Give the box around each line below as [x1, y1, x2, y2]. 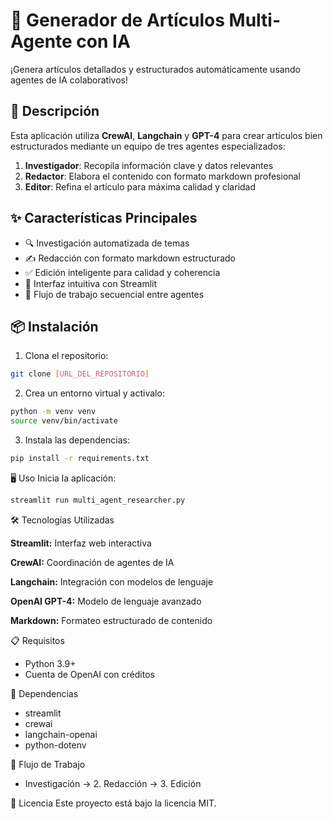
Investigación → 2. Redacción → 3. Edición [24, 777, 202, 789]
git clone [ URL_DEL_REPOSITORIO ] [10, 369, 150, 379]
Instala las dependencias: [24, 434, 130, 446]
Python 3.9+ [24, 657, 77, 669]
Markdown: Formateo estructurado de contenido [10, 614, 213, 626]
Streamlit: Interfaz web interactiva [10, 537, 152, 549]
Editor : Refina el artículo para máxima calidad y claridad [24, 180, 257, 193]
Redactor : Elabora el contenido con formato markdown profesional [24, 170, 301, 182]
